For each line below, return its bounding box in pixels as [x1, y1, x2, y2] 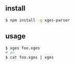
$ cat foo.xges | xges [5, 55, 54, 60]
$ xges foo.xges [5, 46, 40, 51]
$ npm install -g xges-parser [5, 17, 70, 23]
